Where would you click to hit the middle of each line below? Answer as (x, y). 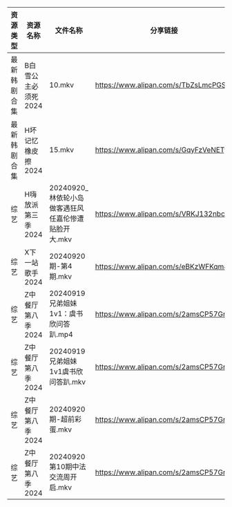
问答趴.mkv (68, 382)
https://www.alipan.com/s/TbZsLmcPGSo (163, 85)
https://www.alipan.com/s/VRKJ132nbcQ (163, 214)
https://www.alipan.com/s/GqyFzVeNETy (162, 150)
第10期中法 (68, 467)
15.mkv (62, 150)
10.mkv (62, 85)
